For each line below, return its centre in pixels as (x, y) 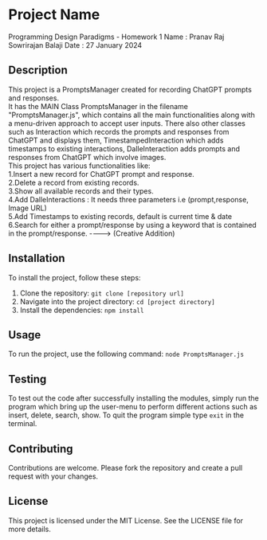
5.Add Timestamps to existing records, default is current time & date (120, 216)
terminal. (23, 424)
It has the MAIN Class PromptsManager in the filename (98, 106)
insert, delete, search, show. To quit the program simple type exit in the (126, 415)
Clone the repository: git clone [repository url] (102, 293)
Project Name (54, 15)
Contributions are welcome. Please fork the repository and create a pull (126, 468)
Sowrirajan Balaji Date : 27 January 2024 (75, 45)
